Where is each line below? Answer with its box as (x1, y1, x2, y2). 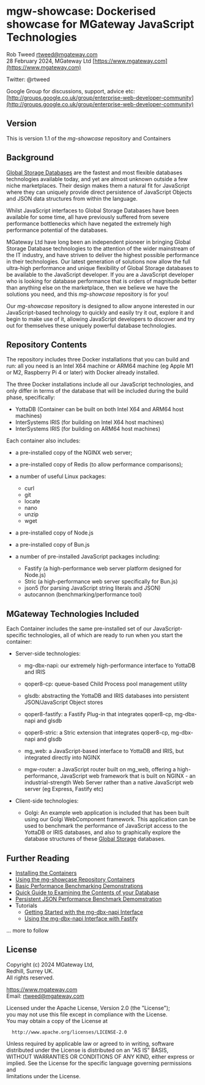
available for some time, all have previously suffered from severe (6, 213, 170, 220)
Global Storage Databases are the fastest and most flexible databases (6, 169, 182, 176)
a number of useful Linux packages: (15, 473, 106, 480)
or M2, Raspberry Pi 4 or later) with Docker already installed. (6, 369, 159, 376)
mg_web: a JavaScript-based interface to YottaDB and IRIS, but (24, 747, 184, 755)
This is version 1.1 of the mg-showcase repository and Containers (6, 134, 171, 142)
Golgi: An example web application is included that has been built (24, 809, 190, 817)
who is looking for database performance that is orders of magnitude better (6, 277, 197, 285)
